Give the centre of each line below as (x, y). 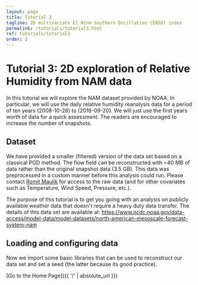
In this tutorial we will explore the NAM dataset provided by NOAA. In (90, 98)
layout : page (22, 12)
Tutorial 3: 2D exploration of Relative (98, 69)
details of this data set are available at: (53, 212)
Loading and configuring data (62, 244)
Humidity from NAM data (69, 82)
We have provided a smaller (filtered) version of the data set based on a (94, 156)
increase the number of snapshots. (49, 123)
